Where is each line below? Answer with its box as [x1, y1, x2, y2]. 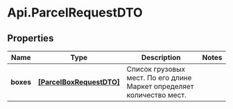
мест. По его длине [126, 73, 192, 82]
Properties [7, 32, 54, 44]
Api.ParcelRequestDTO [7, 5, 144, 21]
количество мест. [126, 90, 187, 99]
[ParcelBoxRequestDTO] [37, 77, 120, 87]
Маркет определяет [126, 81, 194, 91]
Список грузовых [126, 64, 186, 74]
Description [141, 53, 181, 62]
